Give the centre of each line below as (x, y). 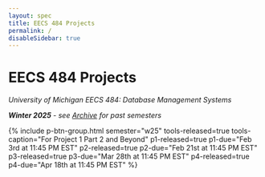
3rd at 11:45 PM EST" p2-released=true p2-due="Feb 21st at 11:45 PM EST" (133, 148)
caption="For (30, 139)
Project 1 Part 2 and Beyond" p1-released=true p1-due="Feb (153, 139)
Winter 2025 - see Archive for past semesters (85, 115)
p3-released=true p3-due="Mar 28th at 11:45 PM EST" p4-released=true (129, 156)
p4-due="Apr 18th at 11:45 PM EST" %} (73, 165)
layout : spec (30, 16)
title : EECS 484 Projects (51, 23)
